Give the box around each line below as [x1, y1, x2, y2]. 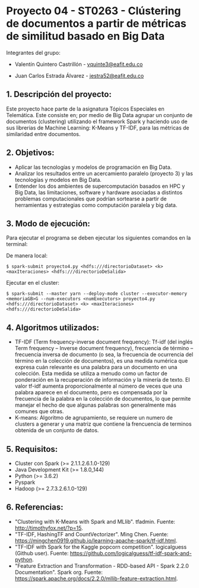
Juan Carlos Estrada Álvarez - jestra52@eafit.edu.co [14, 72, 144, 79]
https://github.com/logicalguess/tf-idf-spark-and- [70, 549, 192, 556]
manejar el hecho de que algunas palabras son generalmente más [14, 401, 176, 408]
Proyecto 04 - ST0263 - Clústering [6, 4, 181, 18]
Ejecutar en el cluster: [6, 279, 59, 287]
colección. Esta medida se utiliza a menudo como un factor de [14, 370, 168, 377]
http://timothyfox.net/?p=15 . [14, 524, 83, 532]
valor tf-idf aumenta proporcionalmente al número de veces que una [14, 382, 182, 390]
